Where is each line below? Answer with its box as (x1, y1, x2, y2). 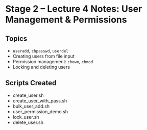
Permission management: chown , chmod (12, 59, 93, 64)
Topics (5, 34, 28, 43)
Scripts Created (5, 79, 57, 87)
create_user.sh (12, 92, 44, 98)
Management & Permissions (5, 14, 127, 25)
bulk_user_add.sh (12, 103, 50, 109)
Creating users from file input (12, 53, 75, 59)
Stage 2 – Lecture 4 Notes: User (5, 3, 142, 15)
